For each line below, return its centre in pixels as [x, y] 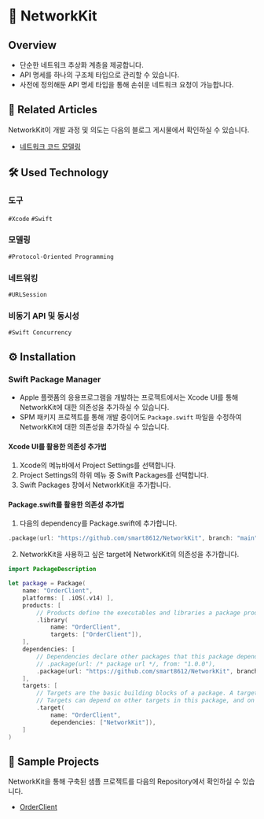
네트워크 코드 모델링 [50, 146]
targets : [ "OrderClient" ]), [96, 635]
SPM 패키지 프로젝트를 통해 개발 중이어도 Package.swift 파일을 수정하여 [130, 417]
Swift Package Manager [55, 379]
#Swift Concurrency [40, 333]
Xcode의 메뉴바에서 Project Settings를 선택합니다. [97, 465]
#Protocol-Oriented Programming [61, 256]
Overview [33, 45]
